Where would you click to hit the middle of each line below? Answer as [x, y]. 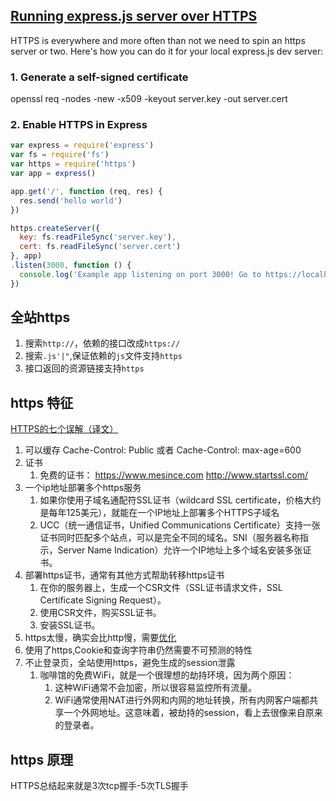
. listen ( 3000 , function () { [71, 265]
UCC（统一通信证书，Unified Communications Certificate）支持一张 [180, 525]
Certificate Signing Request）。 [103, 600]
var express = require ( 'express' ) [82, 145]
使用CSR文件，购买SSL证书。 [100, 613]
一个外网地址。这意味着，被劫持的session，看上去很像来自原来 [193, 713]
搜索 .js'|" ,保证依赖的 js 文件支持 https [103, 356]
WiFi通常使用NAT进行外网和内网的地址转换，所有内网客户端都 [182, 700]
